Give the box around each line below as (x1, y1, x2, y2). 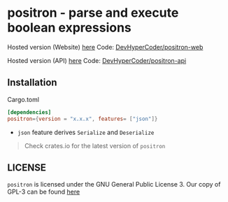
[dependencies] (7, 108, 52, 116)
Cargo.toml (7, 95, 40, 103)
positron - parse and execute (7, 5, 179, 21)
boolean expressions (7, 20, 131, 36)
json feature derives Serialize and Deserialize (17, 128, 155, 136)
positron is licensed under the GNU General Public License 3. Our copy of (7, 180, 221, 189)
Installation (7, 77, 57, 89)
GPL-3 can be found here (7, 187, 80, 196)
